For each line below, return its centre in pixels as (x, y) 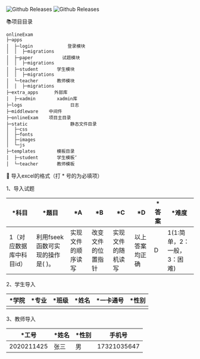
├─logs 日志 (43, 105)
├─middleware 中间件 (34, 112)
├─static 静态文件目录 (51, 124)
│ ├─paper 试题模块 (43, 58)
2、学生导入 (21, 284)
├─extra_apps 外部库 (37, 92)
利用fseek (50, 237)
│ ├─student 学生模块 (40, 69)
